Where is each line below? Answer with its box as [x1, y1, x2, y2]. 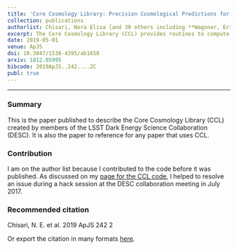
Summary [7, 100, 42, 110]
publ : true [7, 69, 40, 76]
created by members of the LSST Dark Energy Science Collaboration [7, 123, 208, 132]
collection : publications [7, 17, 84, 24]
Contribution [7, 148, 52, 158]
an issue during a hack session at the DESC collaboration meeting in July [7, 180, 221, 188]
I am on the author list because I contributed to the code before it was [7, 164, 211, 174]
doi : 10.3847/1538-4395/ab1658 [7, 50, 100, 57]
